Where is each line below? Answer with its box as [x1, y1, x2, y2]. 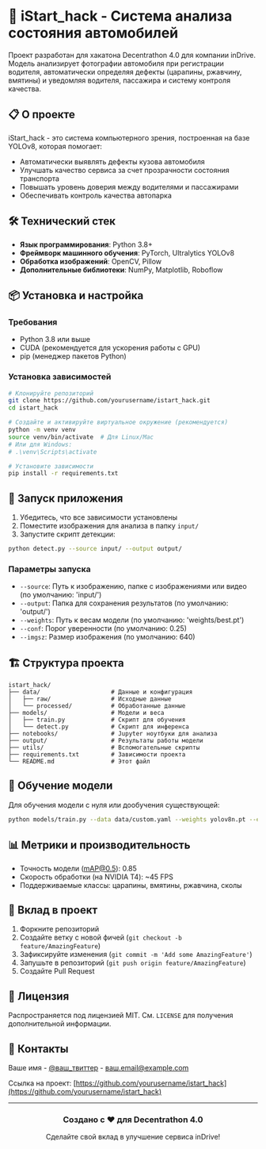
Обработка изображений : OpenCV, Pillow [19, 256, 162, 266]
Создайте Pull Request [19, 966, 95, 976]
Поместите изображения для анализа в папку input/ [19, 521, 199, 531]
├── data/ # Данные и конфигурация [8, 688, 193, 697]
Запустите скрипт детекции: [19, 529, 116, 539]
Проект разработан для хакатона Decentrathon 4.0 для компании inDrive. [8, 50, 256, 60]
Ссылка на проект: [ [8, 1078, 77, 1088]
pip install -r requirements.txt [8, 470, 119, 478]
